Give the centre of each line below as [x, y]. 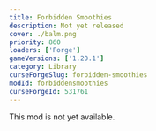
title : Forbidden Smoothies [61, 17]
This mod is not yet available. [62, 117]
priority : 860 [35, 42]
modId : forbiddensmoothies [59, 83]
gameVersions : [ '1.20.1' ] [56, 58]
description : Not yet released [67, 26]
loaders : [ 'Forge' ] [45, 50]
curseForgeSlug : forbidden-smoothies [78, 75]
